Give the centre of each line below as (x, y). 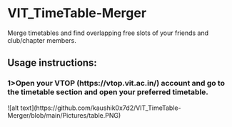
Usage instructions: (52, 63)
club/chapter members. (42, 40)
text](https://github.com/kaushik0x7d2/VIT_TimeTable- (101, 108)
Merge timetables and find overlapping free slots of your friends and (108, 33)
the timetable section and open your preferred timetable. (108, 92)
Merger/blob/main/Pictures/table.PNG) (64, 115)
